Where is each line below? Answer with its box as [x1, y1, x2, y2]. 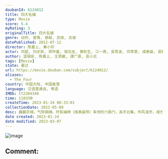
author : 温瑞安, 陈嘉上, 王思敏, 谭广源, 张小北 [5, 53, 97, 59]
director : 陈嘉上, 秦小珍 [5, 44, 55, 49]
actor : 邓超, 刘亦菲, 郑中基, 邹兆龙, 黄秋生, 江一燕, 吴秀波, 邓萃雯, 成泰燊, [5, 49, 156, 54]
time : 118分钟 [5, 95, 33, 100]
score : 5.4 [5, 21, 28, 26]
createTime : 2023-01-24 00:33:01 [5, 100, 75, 105]
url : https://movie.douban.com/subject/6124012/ [5, 68, 108, 73]
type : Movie [5, 16, 30, 21]
